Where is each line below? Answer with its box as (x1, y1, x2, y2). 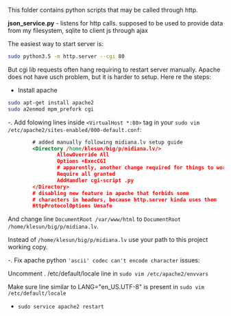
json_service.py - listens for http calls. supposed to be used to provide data (8, 19, 223, 27)
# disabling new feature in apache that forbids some (32, 190, 189, 196)
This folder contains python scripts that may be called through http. (8, 6, 198, 14)
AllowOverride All (56, 151, 110, 159)
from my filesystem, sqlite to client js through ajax (8, 27, 148, 34)
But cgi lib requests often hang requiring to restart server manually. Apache (8, 65, 221, 74)
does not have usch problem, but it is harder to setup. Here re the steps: (8, 72, 212, 81)
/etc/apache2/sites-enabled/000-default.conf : (8, 125, 142, 133)
